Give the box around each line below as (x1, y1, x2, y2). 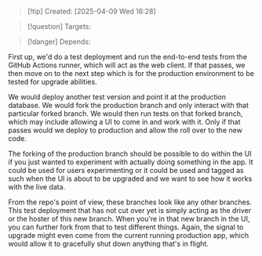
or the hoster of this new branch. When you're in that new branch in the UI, (8, 215, 250, 223)
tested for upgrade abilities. (8, 78, 97, 86)
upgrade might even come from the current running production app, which (8, 231, 249, 240)
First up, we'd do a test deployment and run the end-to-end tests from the (8, 52, 248, 61)
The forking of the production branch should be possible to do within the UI (8, 149, 253, 158)
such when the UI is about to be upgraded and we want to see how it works (8, 174, 253, 183)
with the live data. (8, 182, 66, 191)
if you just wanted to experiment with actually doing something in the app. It (8, 157, 253, 167)
